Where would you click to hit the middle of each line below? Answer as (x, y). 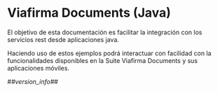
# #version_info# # (33, 81)
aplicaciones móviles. (39, 68)
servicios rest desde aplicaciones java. (63, 39)
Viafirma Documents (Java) (89, 13)
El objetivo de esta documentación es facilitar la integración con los (105, 32)
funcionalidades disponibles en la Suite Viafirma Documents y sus (103, 60)
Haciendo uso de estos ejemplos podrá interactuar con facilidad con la (109, 53)
